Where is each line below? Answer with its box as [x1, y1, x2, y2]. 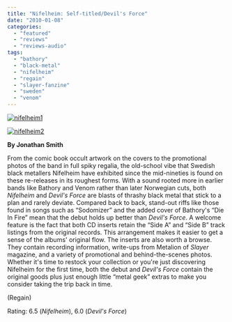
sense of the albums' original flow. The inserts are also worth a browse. [7, 236, 212, 244]
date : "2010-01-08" [7, 17, 64, 24]
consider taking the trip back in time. [7, 280, 113, 288]
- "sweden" [13, 88, 45, 95]
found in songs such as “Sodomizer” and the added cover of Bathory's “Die [7, 206, 224, 214]
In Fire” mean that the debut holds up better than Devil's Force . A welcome [7, 213, 222, 222]
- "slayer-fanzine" [13, 82, 70, 89]
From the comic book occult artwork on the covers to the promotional [7, 154, 207, 162]
